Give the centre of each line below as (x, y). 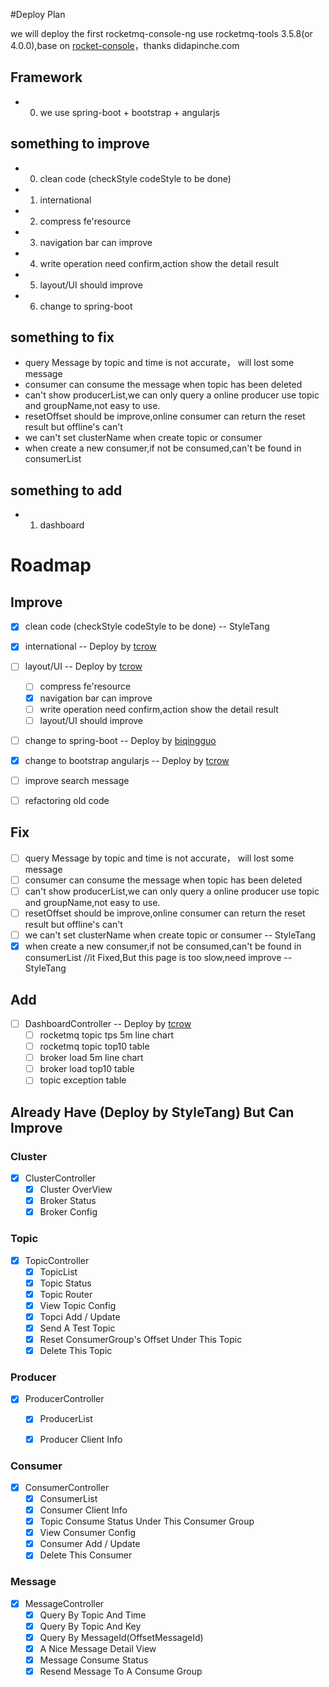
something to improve (80, 144)
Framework (46, 77)
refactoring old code (67, 800)
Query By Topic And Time (93, 1615)
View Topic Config (78, 1305)
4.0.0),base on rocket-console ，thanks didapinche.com (125, 45)
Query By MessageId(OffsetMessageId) (121, 1637)
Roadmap (51, 565)
